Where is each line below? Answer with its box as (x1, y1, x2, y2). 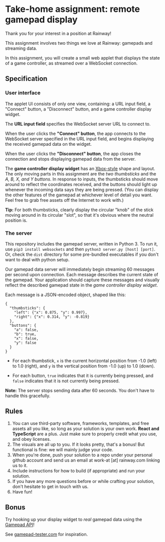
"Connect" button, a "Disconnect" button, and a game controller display (5, 106, 152, 112)
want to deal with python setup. (5, 256, 70, 262)
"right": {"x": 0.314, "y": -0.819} (14, 314, 90, 319)
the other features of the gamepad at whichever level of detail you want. (5, 192, 153, 198)
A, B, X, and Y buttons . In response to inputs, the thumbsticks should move (5, 176, 159, 182)
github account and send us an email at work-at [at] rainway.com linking (12, 457, 160, 463)
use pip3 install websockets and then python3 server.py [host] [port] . (5, 246, 156, 252)
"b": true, (14, 331, 37, 337)
